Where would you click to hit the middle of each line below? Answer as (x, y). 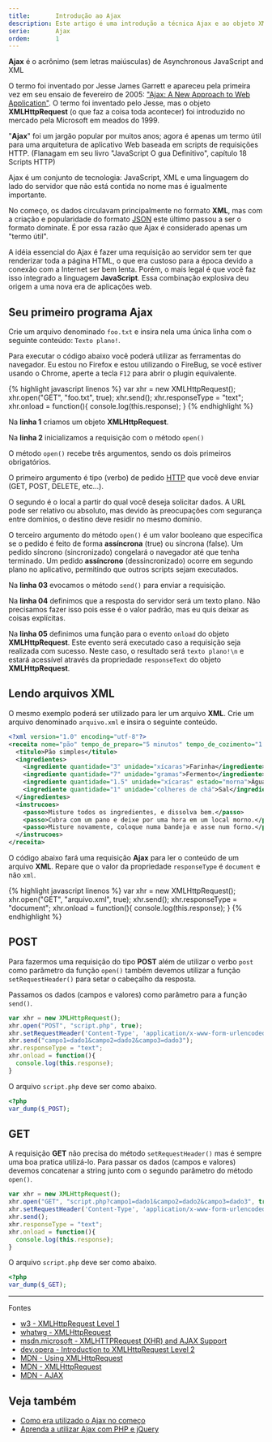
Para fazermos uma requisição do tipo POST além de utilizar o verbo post (131, 961)
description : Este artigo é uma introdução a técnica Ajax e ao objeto (132, 24)
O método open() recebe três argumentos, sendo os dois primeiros (120, 453)
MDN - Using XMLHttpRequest (71, 1358)
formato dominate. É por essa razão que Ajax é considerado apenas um (128, 228)
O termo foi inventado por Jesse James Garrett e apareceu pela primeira (130, 86)
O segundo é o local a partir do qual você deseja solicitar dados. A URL (127, 502)
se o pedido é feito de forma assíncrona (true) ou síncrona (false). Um (126, 543)
